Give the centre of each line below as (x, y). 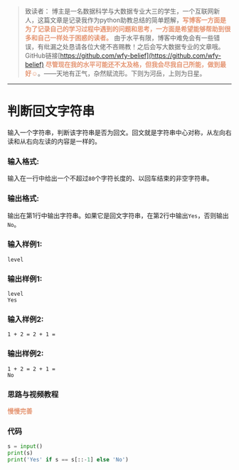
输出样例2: (26, 353)
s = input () (25, 447)
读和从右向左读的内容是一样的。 (54, 141)
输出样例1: (25, 279)
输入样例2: (26, 319)
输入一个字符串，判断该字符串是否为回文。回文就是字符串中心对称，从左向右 (119, 132)
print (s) (20, 453)
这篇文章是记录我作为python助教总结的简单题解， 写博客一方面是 (132, 20)
